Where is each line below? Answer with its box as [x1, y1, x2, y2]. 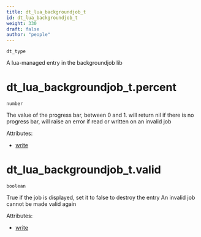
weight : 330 [6, 20, 37, 26]
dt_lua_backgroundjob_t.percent [6, 81, 176, 95]
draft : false [6, 26, 40, 32]
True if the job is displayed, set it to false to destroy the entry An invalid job [6, 194, 195, 201]
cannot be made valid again [6, 200, 77, 208]
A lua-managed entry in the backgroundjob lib [6, 59, 123, 67]
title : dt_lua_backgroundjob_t [6, 9, 86, 15]
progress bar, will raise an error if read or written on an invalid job [6, 118, 172, 125]
